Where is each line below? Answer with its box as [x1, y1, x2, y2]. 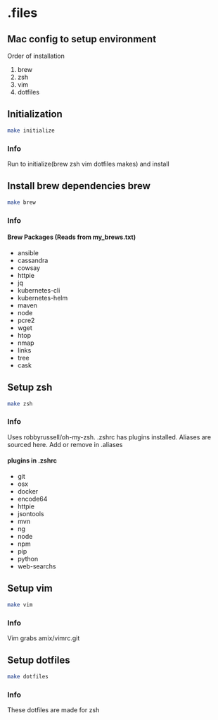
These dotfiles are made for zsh [7, 705, 100, 714]
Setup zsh [7, 382, 53, 393]
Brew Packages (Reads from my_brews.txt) [7, 233, 136, 241]
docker [17, 487, 39, 495]
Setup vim [7, 582, 53, 594]
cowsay [17, 263, 41, 272]
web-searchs [17, 562, 56, 570]
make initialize [7, 127, 55, 134]
